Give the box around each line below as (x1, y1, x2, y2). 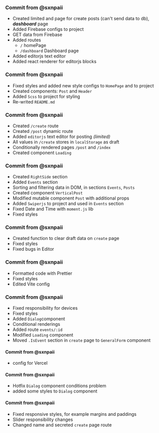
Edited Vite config (12, 281, 50, 287)
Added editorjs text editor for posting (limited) (12, 133, 111, 139)
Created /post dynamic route (12, 128, 73, 134)
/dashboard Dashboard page (20, 47, 79, 54)
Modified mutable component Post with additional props (12, 195, 130, 201)
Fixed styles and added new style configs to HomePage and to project (12, 82, 154, 88)
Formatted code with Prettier (12, 270, 73, 276)
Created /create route (12, 123, 59, 129)
